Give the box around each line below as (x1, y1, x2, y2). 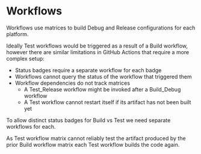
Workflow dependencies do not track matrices (14, 79, 131, 87)
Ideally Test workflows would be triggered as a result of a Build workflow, (6, 42, 188, 49)
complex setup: (6, 55, 45, 62)
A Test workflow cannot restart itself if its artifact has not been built (23, 98, 191, 106)
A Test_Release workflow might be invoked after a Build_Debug (23, 85, 181, 93)
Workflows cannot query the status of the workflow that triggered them (14, 73, 193, 80)
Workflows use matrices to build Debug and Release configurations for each (6, 24, 196, 31)
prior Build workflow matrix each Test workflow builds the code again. (6, 141, 180, 148)
